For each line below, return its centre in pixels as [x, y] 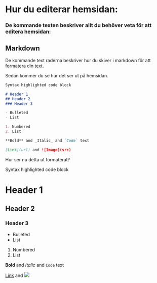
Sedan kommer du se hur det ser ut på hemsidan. [57, 75]
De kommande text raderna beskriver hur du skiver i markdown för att [78, 60]
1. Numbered [18, 127]
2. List [13, 132]
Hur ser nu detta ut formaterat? [37, 159]
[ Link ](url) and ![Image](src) [38, 150]
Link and [14, 275]
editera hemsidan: [28, 32]
